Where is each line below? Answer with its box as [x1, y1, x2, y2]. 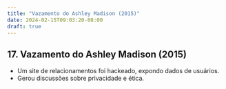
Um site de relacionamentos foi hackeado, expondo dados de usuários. [17, 67, 220, 75]
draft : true [7, 23, 41, 30]
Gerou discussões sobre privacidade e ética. [17, 74, 145, 83]
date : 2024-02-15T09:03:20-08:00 [7, 17, 103, 23]
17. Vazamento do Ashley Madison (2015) [7, 48, 187, 60]
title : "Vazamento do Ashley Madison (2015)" [7, 10, 140, 17]
